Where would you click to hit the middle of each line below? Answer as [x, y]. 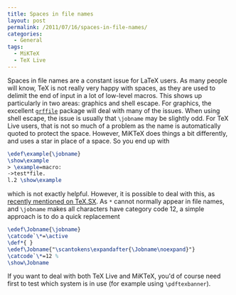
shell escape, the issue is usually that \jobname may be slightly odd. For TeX [118, 118]
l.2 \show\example [34, 181]
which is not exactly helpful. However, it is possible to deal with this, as [111, 194]
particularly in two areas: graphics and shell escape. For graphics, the [109, 103]
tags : [15, 47]
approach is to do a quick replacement [64, 217]
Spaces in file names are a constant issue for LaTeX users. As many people [117, 80]
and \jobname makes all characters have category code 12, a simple [106, 209]
